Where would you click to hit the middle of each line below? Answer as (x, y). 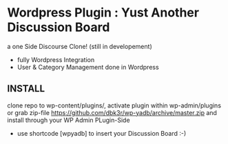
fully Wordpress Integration (56, 59)
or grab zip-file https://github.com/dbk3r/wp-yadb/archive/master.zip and (112, 112)
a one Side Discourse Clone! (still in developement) (80, 46)
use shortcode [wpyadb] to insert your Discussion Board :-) (102, 133)
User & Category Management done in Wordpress (88, 67)
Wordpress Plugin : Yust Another (103, 13)
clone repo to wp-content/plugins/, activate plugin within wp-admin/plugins (114, 105)
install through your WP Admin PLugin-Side (69, 120)
